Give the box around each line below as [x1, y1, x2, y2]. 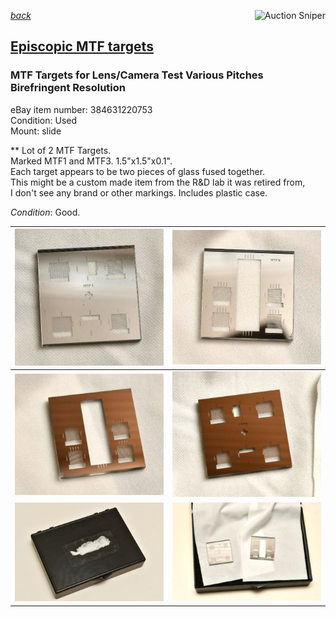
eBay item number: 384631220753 [10, 103, 153, 115]
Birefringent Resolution [10, 81, 127, 95]
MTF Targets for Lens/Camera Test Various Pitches [10, 68, 264, 82]
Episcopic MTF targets [10, 38, 154, 55]
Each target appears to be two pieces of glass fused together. [10, 165, 266, 177]
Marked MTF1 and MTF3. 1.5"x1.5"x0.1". [10, 155, 173, 167]
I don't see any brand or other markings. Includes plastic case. [10, 186, 268, 199]
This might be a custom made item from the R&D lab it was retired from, [10, 176, 306, 188]
